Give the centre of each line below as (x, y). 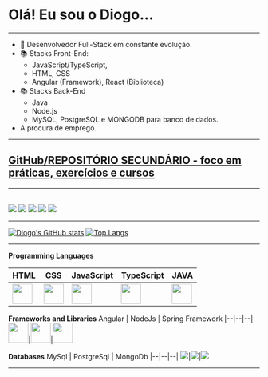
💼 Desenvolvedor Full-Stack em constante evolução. (106, 44)
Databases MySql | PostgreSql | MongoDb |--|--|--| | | (105, 356)
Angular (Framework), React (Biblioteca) (98, 82)
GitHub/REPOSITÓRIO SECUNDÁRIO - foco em (125, 160)
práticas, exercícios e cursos (81, 173)
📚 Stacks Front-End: (54, 53)
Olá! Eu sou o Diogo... (81, 15)
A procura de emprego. (58, 128)
